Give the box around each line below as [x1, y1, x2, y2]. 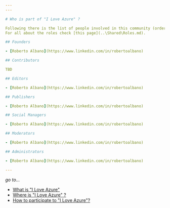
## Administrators [5, 149, 44, 154]
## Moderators [5, 131, 35, 136]
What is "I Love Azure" [12, 186, 60, 192]
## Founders [5, 39, 30, 45]
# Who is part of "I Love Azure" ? [5, 16, 80, 22]
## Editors [5, 76, 28, 81]
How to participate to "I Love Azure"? [12, 197, 91, 203]
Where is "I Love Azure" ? [12, 192, 67, 198]
